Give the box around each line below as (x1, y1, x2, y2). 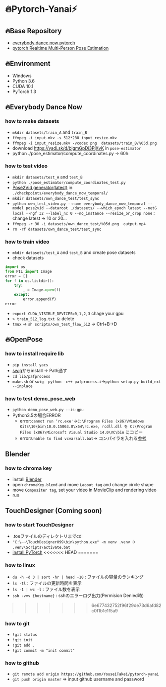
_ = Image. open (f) (23, 287, 61, 293)
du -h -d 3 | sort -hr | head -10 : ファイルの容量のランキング (12, 574, 144, 580)
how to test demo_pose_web (5, 395, 76, 402)
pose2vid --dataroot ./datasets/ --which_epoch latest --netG (25, 205, 157, 211)
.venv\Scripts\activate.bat (12, 545, 70, 550)
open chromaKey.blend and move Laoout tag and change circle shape (12, 481, 154, 487)
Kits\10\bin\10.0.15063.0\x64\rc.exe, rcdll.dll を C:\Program (19, 424, 153, 429)
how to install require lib (5, 350, 64, 357)
